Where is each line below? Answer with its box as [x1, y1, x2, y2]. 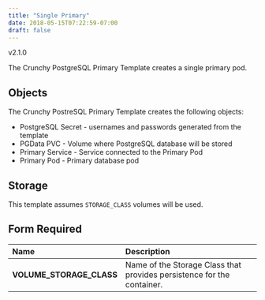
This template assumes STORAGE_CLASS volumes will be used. [8, 200, 203, 209]
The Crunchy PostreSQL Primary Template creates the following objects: [8, 107, 244, 117]
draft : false [8, 26, 51, 34]
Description [125, 246, 170, 257]
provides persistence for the [125, 269, 230, 280]
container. [125, 279, 163, 290]
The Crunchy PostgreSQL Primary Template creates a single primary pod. [8, 63, 248, 73]
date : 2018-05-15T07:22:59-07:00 [8, 19, 118, 27]
